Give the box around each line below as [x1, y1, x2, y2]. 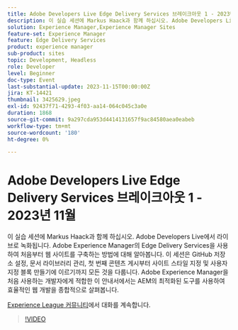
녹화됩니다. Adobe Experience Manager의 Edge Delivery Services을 [20, 241, 216, 250]
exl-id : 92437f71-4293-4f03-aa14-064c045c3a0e [7, 103, 147, 110]
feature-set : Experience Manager [7, 30, 106, 38]
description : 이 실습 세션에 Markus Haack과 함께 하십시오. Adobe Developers [7, 17, 223, 24]
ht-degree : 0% [7, 136, 50, 143]
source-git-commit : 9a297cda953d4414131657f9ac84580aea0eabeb [7, 116, 195, 123]
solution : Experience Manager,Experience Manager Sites [7, 23, 176, 31]
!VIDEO [24, 315, 46, 324]
